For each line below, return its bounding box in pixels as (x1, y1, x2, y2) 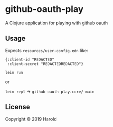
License (5, 103, 30, 111)
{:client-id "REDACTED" (5, 57, 55, 62)
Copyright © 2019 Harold (5, 116, 57, 122)
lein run (5, 70, 23, 75)
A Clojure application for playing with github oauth (5, 20, 108, 26)
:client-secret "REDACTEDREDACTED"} (7, 61, 84, 66)
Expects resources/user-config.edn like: (5, 47, 88, 53)
